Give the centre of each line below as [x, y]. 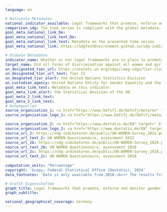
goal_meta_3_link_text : [30, 101]
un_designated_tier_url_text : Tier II [45, 74]
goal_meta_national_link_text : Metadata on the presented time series [80, 42]
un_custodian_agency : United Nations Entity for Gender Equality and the [83, 83]
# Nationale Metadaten [29, 19]
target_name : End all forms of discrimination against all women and [79, 64]
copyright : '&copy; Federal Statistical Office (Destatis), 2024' [75, 170]
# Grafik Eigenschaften [30, 184]
